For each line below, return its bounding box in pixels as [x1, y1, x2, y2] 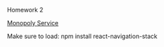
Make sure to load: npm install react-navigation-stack [7, 32, 158, 40]
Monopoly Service [7, 19, 59, 27]
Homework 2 [7, 6, 44, 14]
